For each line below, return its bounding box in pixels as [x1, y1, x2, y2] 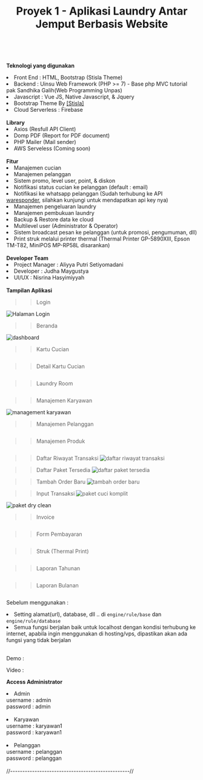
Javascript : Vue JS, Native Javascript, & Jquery [14, 93, 135, 100]
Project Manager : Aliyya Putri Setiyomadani [14, 261, 124, 268]
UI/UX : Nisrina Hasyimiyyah [14, 273, 85, 281]
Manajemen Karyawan [36, 397, 93, 404]
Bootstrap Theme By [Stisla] [14, 99, 84, 107]
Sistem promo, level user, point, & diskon [14, 177, 116, 184]
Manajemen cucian [14, 164, 62, 171]
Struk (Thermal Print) [36, 547, 89, 555]
